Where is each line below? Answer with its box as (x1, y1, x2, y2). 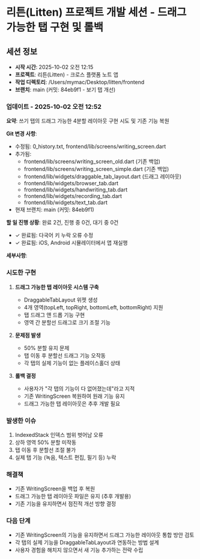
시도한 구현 (6, 268, 37, 277)
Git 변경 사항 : (6, 130, 37, 137)
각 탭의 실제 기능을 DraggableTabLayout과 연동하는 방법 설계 (14, 539, 159, 546)
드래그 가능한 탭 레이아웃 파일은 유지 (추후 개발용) (14, 493, 132, 500)
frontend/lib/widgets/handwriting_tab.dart (23, 186, 128, 193)
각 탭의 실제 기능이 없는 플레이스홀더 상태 (23, 359, 121, 366)
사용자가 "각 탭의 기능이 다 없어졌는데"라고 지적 (23, 385, 135, 392)
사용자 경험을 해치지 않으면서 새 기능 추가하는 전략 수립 (14, 546, 144, 554)
